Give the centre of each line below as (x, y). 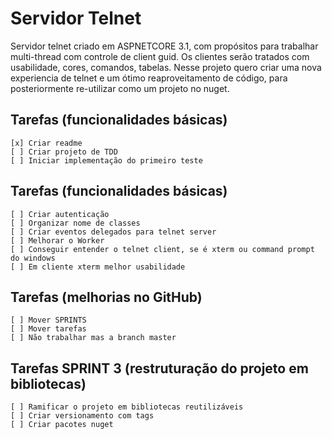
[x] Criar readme (46, 143)
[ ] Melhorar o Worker (57, 240)
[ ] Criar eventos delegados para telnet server (113, 232)
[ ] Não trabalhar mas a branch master (93, 338)
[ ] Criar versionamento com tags (82, 416)
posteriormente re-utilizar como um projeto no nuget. (120, 88)
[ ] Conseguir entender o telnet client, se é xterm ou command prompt (162, 249)
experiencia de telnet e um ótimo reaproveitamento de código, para (149, 78)
